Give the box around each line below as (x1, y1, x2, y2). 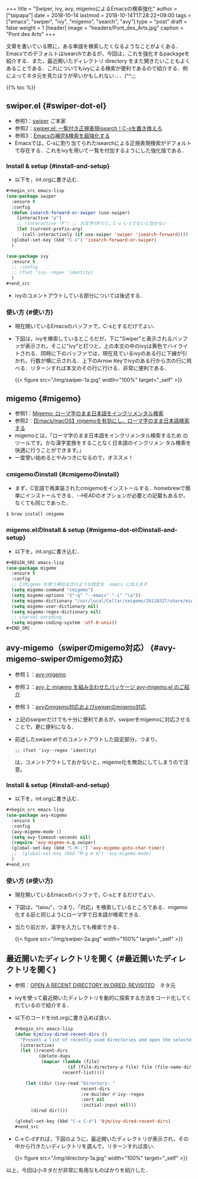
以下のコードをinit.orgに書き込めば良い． (14, 1014, 115, 1021)
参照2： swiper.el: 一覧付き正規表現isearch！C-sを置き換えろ (14, 124, 163, 131)
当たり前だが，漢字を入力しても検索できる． (14, 924, 123, 931)
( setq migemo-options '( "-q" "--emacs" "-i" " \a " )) (11, 592, 141, 598)
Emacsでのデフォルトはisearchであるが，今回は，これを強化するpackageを (6, 50, 190, 57)
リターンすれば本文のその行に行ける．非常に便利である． (30, 365, 170, 372)
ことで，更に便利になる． (14, 723, 77, 730)
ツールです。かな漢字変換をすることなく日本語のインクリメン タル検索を (14, 440, 192, 447)
